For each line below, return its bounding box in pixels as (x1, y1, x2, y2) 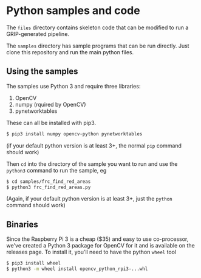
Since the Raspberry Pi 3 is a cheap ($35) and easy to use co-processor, (6, 235, 189, 243)
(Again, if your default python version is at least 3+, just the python (6, 195, 172, 202)
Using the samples (6, 66, 78, 77)
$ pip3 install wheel (6, 260, 61, 266)
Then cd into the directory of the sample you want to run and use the (6, 160, 178, 168)
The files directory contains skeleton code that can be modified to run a (6, 24, 189, 31)
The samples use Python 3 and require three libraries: (6, 82, 141, 90)
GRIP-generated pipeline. (6, 30, 70, 37)
